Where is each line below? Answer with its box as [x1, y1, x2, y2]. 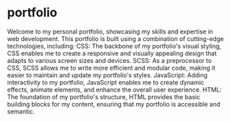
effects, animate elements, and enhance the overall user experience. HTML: [7, 85, 222, 94]
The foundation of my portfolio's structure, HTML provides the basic [7, 92, 201, 100]
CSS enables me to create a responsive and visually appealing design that [7, 49, 217, 57]
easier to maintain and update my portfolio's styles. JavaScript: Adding [7, 70, 208, 79]
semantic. [7, 107, 35, 116]
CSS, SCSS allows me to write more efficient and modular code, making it [7, 64, 215, 72]
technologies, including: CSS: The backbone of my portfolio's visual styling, [7, 42, 221, 50]
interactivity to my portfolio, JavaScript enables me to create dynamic [7, 78, 205, 86]
